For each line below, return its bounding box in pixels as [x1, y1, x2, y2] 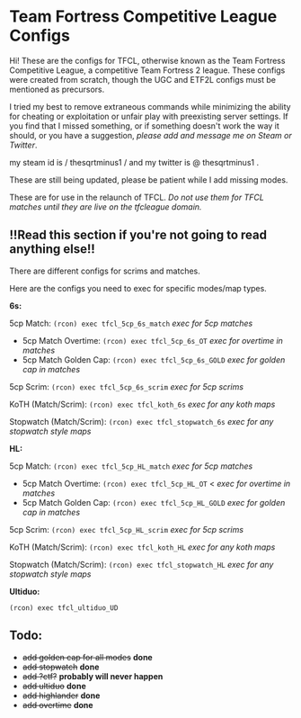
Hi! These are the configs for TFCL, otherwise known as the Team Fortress [9, 55, 286, 66]
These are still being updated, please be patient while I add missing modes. [9, 174, 288, 185]
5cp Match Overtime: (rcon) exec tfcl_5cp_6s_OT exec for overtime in [22, 335, 283, 346]
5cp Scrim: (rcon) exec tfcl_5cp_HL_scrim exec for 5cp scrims [9, 524, 244, 534]
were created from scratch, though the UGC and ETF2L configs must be [9, 74, 277, 85]
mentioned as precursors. [9, 84, 105, 94]
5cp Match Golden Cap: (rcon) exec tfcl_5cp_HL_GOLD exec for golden [22, 497, 286, 507]
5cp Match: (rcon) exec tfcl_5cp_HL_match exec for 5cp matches [9, 461, 253, 471]
